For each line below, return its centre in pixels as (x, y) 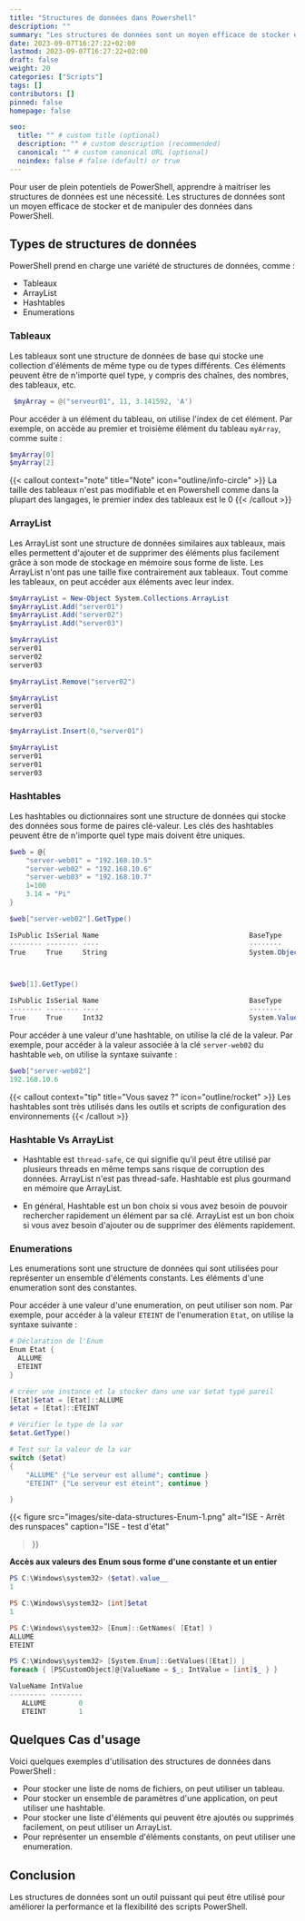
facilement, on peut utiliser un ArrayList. (97, 1827)
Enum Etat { (32, 1350)
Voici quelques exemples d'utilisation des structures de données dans (140, 1761)
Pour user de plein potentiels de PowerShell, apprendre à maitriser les (140, 186)
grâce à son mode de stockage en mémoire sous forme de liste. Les (137, 562)
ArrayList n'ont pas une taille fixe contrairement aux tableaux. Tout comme (149, 572)
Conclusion (43, 1875)
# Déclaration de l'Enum (56, 1341)
